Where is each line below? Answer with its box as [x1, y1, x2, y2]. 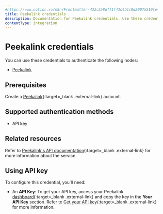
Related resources [5, 135, 62, 143]
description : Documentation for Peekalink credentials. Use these [5, 16, 142, 21]
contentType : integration [5, 20, 57, 26]
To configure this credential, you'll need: [5, 180, 86, 185]
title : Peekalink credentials [5, 12, 66, 16]
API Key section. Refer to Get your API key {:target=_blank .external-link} [12, 199, 157, 205]
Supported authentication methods [5, 107, 114, 116]
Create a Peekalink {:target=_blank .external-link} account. [5, 94, 121, 99]
